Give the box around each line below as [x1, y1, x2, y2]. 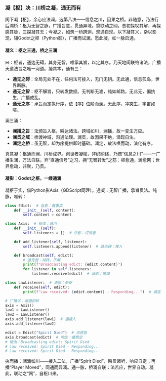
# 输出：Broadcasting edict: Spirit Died [5, 339, 89, 344]
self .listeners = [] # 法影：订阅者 [23, 231, 96, 236]
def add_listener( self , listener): [14, 239, 87, 244]
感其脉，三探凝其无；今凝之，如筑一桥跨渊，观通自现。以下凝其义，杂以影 [5, 29, 157, 35]
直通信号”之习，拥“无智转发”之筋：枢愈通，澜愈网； [50, 157, 156, 163]
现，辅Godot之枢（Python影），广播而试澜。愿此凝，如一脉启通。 [5, 35, 138, 41]
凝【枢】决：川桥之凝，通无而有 [5, 4, 82, 11]
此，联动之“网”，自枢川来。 [5, 371, 61, 377]
